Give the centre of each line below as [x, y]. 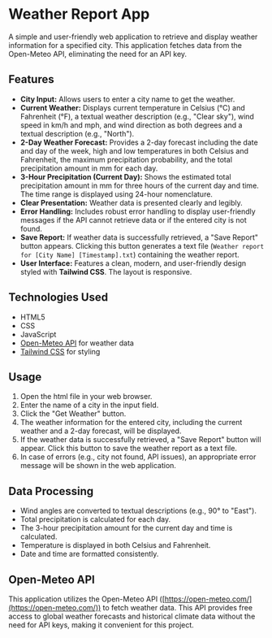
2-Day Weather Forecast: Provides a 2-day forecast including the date [139, 142]
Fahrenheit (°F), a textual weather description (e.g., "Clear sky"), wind [137, 116]
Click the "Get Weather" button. [73, 414]
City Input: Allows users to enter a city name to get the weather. [127, 99]
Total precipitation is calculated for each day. [95, 519]
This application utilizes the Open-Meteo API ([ [86, 599]
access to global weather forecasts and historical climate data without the [132, 616]
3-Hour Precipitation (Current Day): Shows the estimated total [125, 176]
